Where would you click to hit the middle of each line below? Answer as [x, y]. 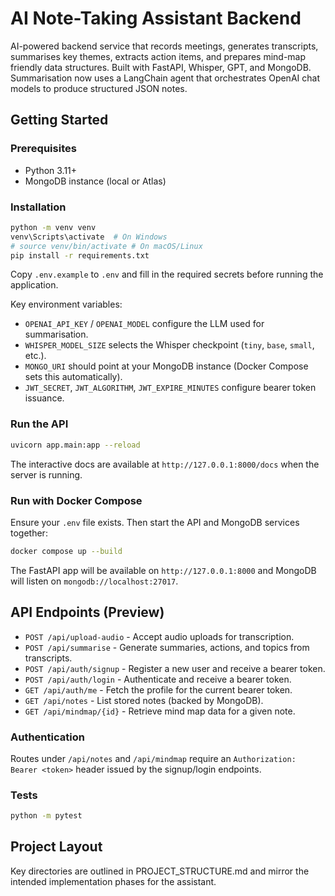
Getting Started [59, 120]
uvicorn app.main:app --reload [75, 445]
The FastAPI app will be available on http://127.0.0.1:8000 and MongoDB [163, 570]
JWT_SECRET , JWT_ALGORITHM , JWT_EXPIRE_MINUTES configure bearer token [170, 388]
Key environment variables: [66, 304]
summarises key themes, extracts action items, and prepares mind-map [158, 56]
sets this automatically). [73, 377]
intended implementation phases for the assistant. [113, 881]
